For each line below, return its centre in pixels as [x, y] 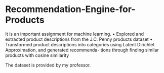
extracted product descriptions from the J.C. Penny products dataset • [79, 39]
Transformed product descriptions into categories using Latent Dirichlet [80, 44]
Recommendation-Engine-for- [70, 9]
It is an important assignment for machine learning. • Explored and [75, 34]
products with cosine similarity [37, 55]
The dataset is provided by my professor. [48, 65]
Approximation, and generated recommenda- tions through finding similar [82, 50]
